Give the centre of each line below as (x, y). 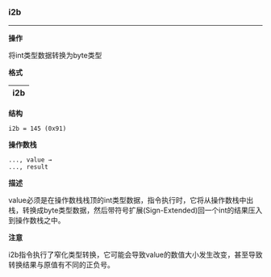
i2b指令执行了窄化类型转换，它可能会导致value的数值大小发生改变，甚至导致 (135, 255)
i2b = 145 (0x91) (38, 129)
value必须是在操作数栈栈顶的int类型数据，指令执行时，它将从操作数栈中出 (131, 200)
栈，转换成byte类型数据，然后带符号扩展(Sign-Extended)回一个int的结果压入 (135, 210)
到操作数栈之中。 (37, 220)
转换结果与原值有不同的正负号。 (61, 265)
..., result (28, 167)
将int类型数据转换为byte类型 (55, 56)
